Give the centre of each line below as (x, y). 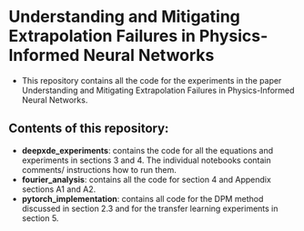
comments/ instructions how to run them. (99, 169)
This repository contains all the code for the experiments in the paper (152, 80)
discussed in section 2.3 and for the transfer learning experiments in (150, 208)
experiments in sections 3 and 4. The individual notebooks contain (146, 160)
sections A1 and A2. (59, 189)
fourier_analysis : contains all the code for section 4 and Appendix (147, 179)
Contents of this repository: (89, 129)
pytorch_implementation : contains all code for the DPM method (142, 198)
